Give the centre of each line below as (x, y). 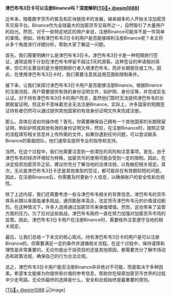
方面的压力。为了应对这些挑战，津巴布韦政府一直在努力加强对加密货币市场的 (85, 213)
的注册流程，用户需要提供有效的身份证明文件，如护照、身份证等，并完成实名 (85, 92)
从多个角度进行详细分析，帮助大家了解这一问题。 (56, 44)
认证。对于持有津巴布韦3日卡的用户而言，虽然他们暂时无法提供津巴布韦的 (82, 98)
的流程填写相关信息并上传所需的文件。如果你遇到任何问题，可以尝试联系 (81, 134)
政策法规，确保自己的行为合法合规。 (52, 256)
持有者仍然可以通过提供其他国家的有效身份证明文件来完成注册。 (76, 111)
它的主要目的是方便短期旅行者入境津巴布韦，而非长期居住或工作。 (88, 68)
